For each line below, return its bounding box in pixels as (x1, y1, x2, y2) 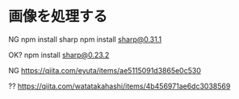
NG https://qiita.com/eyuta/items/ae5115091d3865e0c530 (8, 65, 202, 75)
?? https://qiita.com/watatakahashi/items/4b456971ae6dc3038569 (8, 81, 231, 91)
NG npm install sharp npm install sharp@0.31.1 (8, 34, 162, 44)
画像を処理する (8, 7, 108, 26)
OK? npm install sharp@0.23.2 (8, 50, 110, 60)
